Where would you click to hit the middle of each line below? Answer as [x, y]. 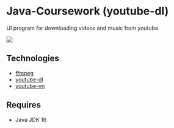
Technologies [33, 59]
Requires [24, 105]
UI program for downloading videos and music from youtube [82, 28]
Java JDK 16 [31, 120]
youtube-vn [30, 86]
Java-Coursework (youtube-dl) [88, 11]
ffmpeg [24, 73]
